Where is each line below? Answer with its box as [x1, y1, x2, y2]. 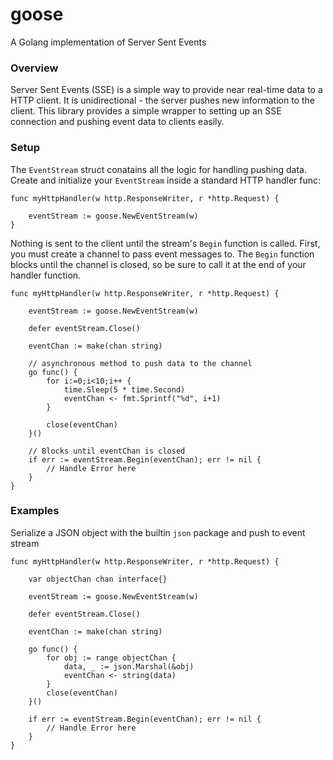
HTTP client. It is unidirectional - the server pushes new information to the [10, 94, 315, 107]
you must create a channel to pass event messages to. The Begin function [10, 248, 315, 260]
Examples [10, 504, 60, 518]
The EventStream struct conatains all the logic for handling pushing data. [10, 163, 308, 175]
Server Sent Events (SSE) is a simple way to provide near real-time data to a [10, 84, 323, 96]
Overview [10, 61, 59, 75]
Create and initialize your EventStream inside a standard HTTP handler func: [10, 174, 322, 186]
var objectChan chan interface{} [28, 574, 168, 584]
